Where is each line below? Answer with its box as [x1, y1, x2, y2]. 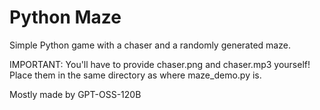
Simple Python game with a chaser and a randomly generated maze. [9, 39, 291, 51]
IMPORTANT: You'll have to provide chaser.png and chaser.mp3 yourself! [9, 58, 311, 70]
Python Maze [9, 6, 122, 29]
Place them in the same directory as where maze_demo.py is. [9, 69, 262, 81]
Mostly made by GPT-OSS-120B [9, 88, 142, 100]
